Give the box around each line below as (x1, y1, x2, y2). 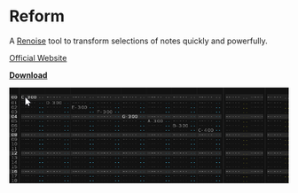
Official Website (9, 52, 67, 63)
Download (9, 69, 48, 81)
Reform (9, 6, 65, 27)
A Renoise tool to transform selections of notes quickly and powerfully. (9, 35, 268, 46)
